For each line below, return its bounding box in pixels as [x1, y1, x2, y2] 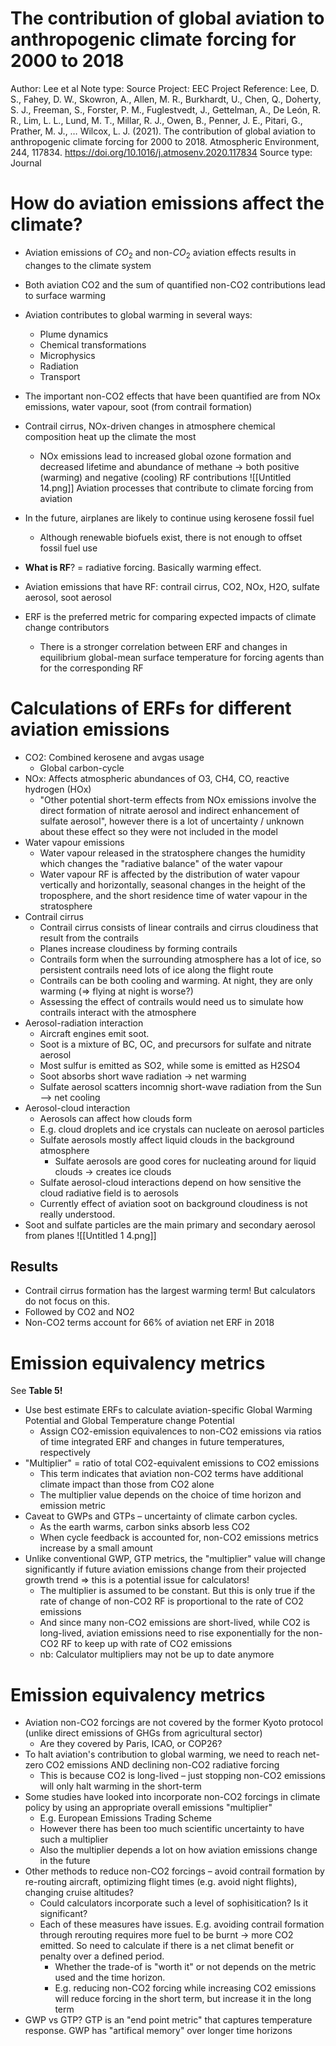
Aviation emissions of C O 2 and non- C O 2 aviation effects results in [24, 246, 297, 261]
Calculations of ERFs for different [10, 697, 292, 719]
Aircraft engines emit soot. [39, 1027, 150, 1039]
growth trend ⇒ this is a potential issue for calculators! [24, 1574, 250, 1586]
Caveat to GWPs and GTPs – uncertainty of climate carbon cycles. [24, 1510, 298, 1522]
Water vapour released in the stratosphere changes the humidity [39, 847, 306, 859]
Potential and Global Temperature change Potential [24, 1415, 235, 1427]
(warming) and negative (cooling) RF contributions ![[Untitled [39, 471, 292, 483]
